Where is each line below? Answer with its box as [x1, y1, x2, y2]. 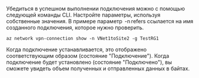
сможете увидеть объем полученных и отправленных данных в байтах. [6, 65, 190, 72]
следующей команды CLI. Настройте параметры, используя [6, 11, 161, 18]
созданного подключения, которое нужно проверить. [6, 24, 144, 31]
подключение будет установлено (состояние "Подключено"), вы [6, 59, 172, 65]
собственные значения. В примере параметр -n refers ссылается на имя [6, 18, 194, 24]
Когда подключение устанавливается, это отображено [6, 46, 147, 53]
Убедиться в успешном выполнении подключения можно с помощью [6, 5, 185, 12]
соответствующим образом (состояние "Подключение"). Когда [6, 52, 169, 59]
